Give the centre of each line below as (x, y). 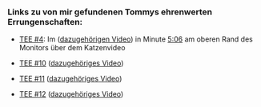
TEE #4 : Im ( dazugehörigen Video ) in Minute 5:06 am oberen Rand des (136, 39)
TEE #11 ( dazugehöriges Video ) (70, 79)
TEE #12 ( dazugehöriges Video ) (71, 94)
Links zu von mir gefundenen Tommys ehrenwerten (110, 12)
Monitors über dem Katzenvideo (72, 48)
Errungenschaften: (45, 22)
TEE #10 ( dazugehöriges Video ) (71, 63)
